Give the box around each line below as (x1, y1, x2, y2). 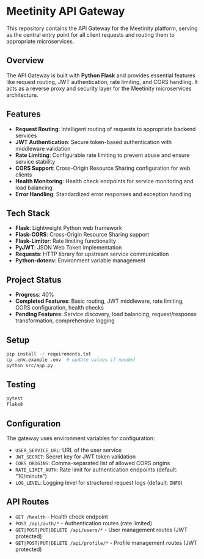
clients (15, 170, 32, 178)
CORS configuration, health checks (15, 304, 104, 311)
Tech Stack (6, 208, 50, 218)
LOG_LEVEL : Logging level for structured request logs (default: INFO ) (15, 479, 183, 486)
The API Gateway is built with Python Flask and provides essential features (6, 72, 195, 79)
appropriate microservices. (6, 37, 75, 45)
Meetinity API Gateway (6, 4, 125, 18)
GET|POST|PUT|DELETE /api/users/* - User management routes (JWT (15, 526, 188, 533)
